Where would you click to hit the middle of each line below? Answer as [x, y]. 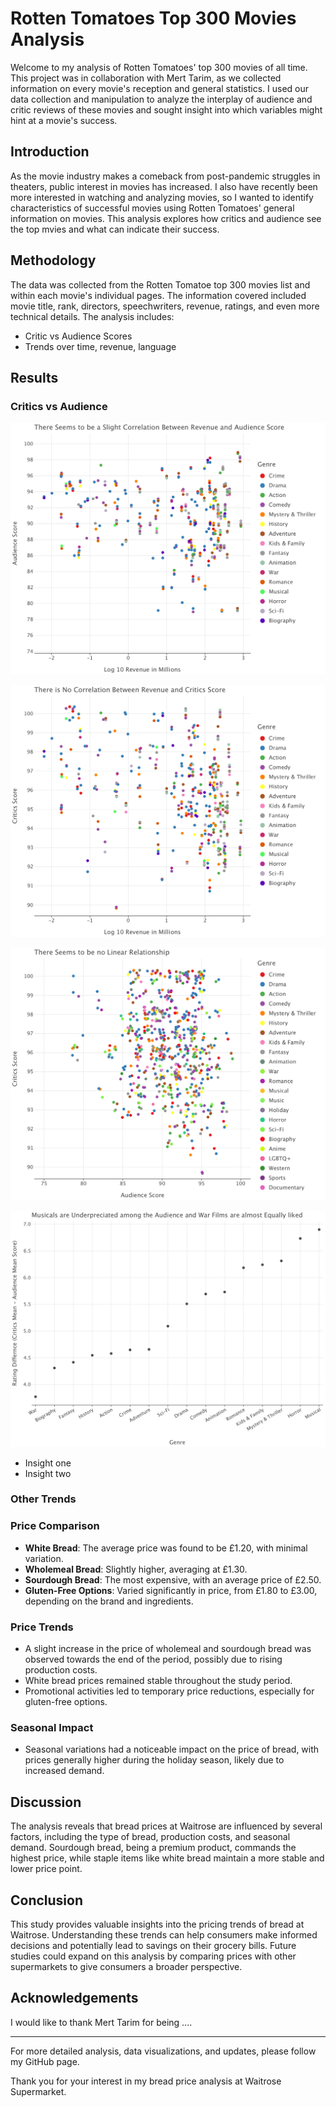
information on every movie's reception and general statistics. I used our [160, 88]
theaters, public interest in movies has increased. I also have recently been [164, 186]
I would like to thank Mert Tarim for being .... [101, 2022]
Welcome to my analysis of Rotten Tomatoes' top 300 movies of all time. [159, 67]
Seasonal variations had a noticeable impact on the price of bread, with [172, 1749]
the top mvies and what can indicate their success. [115, 229]
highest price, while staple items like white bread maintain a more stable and [167, 1858]
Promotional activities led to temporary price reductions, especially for [169, 1691]
